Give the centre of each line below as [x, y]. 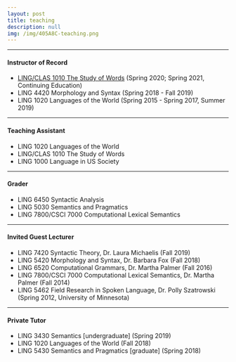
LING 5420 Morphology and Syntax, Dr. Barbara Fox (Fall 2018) [109, 260]
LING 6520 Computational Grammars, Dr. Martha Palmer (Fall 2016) [115, 268]
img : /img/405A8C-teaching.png [53, 33]
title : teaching [31, 20]
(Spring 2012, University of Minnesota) [73, 298]
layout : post [26, 14]
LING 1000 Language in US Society [68, 161]
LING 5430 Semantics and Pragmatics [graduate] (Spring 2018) [109, 351]
